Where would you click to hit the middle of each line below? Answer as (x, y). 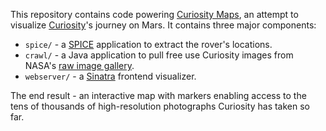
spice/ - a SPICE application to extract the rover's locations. (148, 44)
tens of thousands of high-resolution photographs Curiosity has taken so (160, 106)
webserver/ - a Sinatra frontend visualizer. (110, 76)
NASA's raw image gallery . (79, 65)
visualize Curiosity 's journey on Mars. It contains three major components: (163, 25)
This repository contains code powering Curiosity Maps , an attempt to (154, 14)
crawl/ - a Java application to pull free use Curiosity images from (159, 55)
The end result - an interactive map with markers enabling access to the (158, 95)
